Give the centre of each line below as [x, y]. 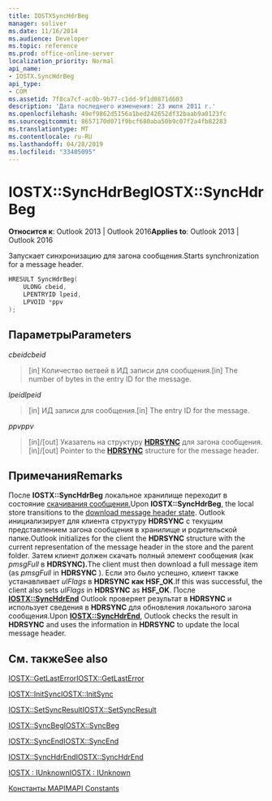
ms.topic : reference [43, 46]
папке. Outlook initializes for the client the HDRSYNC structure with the [127, 538]
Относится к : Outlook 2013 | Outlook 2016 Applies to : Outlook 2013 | [124, 231]
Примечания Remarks [66, 476]
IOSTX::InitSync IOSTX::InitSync [61, 694]
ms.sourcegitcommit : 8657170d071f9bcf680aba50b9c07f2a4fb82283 [118, 122]
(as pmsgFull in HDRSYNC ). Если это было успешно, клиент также [124, 573]
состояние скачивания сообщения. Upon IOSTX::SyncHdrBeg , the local [131, 504]
